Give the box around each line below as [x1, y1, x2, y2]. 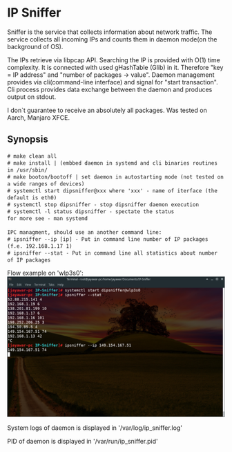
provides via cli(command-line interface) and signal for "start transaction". [7, 78, 219, 86]
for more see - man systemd [7, 215, 88, 222]
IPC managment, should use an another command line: [7, 228, 162, 236]
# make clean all [7, 152, 57, 160]
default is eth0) [7, 194, 57, 201]
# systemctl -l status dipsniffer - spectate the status [7, 208, 175, 215]
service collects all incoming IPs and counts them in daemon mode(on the [7, 35, 217, 43]
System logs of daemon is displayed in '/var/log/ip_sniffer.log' [7, 424, 183, 432]
